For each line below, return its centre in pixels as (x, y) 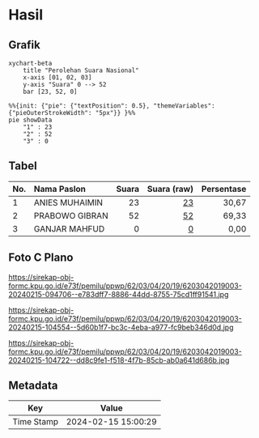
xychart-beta (30, 63)
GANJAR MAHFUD (69, 228)
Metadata (33, 386)
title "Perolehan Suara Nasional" (81, 70)
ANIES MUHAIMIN (68, 202)
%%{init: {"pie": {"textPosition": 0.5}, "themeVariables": (112, 106)
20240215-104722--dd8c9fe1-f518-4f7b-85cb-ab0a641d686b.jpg (119, 360)
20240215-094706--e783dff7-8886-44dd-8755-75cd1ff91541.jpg (119, 294)
